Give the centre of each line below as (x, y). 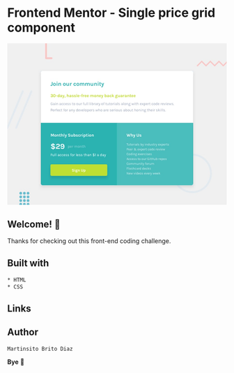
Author (23, 332)
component (41, 28)
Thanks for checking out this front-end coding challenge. (89, 241)
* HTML (17, 280)
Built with (28, 263)
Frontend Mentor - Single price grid (111, 13)
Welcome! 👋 (34, 224)
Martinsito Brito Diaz (40, 349)
